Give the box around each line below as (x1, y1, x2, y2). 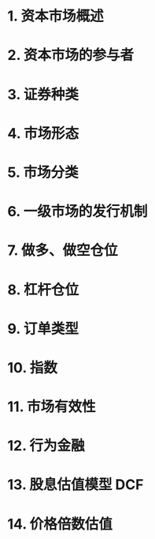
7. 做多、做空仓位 (7, 241, 118, 260)
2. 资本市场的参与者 (7, 47, 135, 64)
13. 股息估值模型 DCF (7, 476, 144, 494)
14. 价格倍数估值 (7, 515, 113, 533)
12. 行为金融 (7, 437, 85, 455)
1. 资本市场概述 (7, 7, 104, 25)
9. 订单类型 (7, 320, 79, 338)
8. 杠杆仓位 (7, 281, 79, 298)
